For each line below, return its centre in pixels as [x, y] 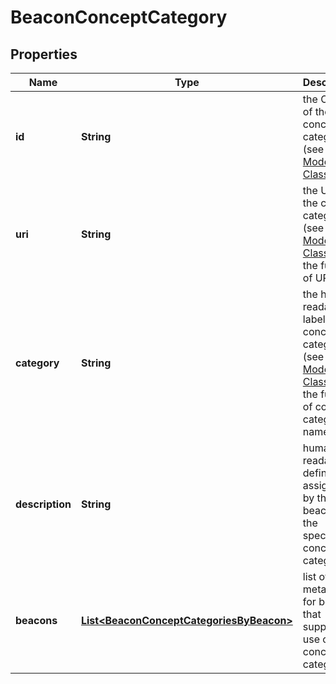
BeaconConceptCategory [119, 17]
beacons [36, 620]
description [43, 504]
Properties [44, 54]
